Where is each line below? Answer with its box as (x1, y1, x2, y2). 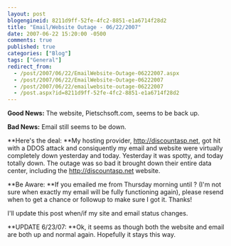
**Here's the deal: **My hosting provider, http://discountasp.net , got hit (7, 136, 221, 145)
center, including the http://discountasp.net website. (7, 167, 161, 175)
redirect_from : (7, 63, 53, 70)
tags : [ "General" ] (7, 57, 62, 64)
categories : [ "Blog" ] (7, 50, 72, 57)
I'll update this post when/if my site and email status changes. (7, 209, 188, 218)
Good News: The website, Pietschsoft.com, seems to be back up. (7, 109, 200, 118)
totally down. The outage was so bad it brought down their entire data (7, 159, 212, 167)
